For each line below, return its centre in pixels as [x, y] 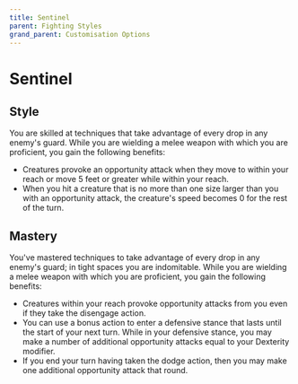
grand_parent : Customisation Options [80, 34]
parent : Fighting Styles [56, 26]
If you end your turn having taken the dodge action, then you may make [154, 361]
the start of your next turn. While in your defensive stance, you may [147, 332]
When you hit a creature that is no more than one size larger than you [150, 188]
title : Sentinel [39, 17]
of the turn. [43, 208]
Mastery [34, 236]
